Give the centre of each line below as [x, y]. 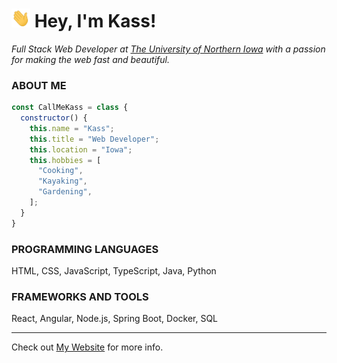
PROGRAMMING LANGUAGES [85, 249]
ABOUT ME [39, 85]
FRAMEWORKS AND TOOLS [80, 296]
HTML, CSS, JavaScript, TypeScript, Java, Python [114, 271]
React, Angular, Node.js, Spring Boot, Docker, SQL [115, 319]
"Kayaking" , [62, 181]
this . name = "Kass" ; [72, 128]
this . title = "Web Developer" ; [94, 139]
